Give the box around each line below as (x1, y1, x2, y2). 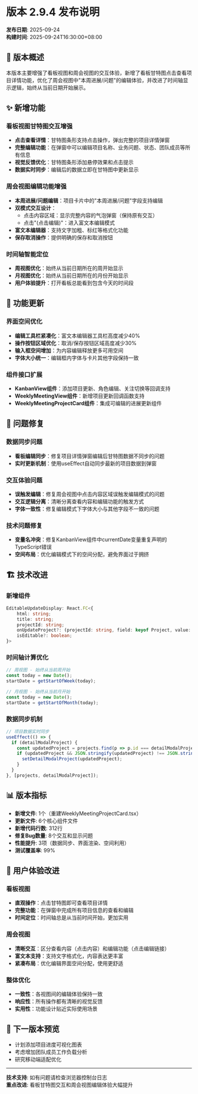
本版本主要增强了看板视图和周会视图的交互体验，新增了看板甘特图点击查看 (6, 69, 187, 76)
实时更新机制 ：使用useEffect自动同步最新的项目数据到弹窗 (14, 460, 157, 467)
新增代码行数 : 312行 (14, 825, 63, 832)
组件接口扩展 (6, 370, 43, 379)
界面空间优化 (6, 317, 43, 325)
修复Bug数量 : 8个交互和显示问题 (14, 832, 93, 839)
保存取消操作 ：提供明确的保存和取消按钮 (14, 234, 113, 241)
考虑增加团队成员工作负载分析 (14, 1048, 87, 1055)
